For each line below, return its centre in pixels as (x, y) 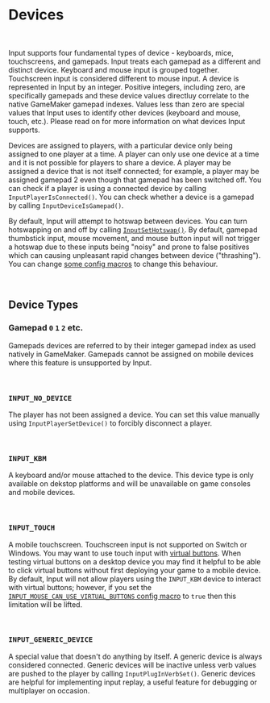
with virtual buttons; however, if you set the (80, 587)
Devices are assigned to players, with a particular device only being (121, 145)
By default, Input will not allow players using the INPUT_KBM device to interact (135, 579)
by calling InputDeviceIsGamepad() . (66, 205)
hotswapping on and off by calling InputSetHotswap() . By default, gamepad (133, 229)
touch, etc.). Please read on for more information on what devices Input (127, 121)
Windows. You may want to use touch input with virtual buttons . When (125, 553)
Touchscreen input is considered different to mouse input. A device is (124, 78)
